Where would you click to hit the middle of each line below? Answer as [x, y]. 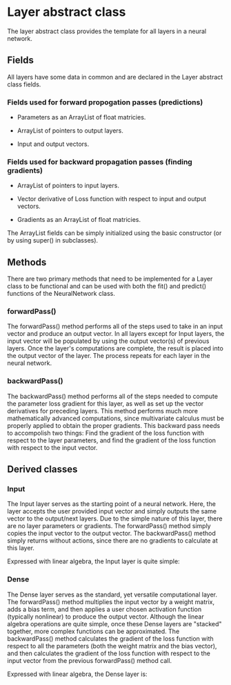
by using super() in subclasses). [53, 241]
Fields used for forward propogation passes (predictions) [105, 102]
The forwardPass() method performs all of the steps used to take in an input [115, 326]
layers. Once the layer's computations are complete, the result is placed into [115, 348]
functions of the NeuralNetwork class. [61, 294]
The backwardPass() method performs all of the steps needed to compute [113, 396]
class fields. [24, 84]
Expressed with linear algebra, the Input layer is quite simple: [94, 561]
